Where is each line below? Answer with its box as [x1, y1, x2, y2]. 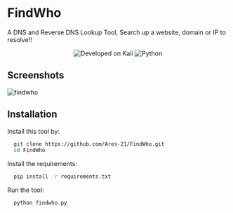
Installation [7, 109, 58, 121]
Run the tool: [7, 186, 44, 194]
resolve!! [7, 35, 33, 43]
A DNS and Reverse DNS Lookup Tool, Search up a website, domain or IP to [7, 28, 226, 36]
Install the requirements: [7, 160, 77, 168]
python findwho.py [13, 200, 68, 207]
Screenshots [7, 69, 65, 81]
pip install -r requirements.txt [13, 173, 112, 180]
